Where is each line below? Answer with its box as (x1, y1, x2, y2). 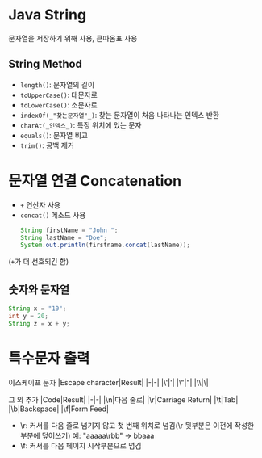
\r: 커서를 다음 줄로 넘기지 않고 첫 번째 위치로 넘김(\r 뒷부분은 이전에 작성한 (19, 420, 255, 430)
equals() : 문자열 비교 (19, 130, 89, 140)
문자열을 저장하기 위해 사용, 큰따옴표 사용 (8, 33, 138, 43)
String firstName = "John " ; (19, 226, 119, 234)
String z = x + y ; (8, 319, 70, 328)
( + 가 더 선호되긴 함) (8, 257, 69, 267)
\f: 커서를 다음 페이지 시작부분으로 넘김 (19, 440, 142, 450)
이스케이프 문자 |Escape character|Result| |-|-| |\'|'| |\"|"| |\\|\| (8, 377, 209, 387)
